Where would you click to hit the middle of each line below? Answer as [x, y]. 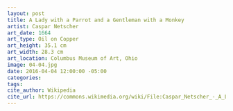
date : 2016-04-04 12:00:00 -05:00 [57, 71]
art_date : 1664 [29, 33]
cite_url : [21, 97]
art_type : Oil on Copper [43, 39]
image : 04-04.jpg [32, 65]
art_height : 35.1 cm [37, 46]
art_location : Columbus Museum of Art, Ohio [72, 59]
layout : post [26, 13]
